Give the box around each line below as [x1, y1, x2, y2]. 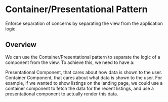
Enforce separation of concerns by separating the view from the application [5, 20, 163, 26]
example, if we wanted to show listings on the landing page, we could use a [5, 80, 163, 86]
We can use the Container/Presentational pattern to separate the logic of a [5, 54, 160, 60]
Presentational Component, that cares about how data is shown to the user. [5, 69, 162, 75]
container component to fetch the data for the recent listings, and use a [5, 85, 154, 91]
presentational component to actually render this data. [5, 90, 118, 97]
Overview [5, 41, 37, 49]
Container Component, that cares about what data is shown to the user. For [5, 75, 162, 81]
